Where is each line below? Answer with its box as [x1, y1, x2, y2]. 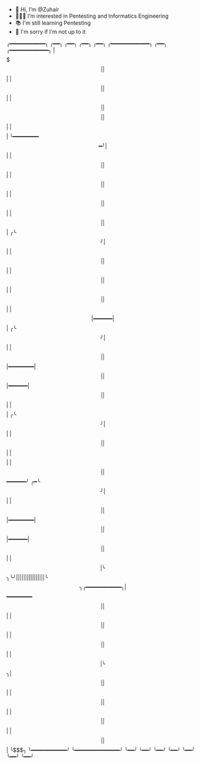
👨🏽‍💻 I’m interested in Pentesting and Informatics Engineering [15, 12, 169, 20]
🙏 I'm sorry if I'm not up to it [15, 28, 86, 35]
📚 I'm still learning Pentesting [15, 19, 91, 26]
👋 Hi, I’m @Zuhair [15, 6, 59, 13]
